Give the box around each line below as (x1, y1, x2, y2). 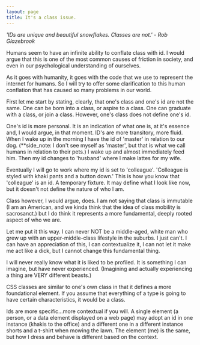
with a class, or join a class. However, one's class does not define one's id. (6, 111, 191, 118)
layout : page (6, 8, 39, 15)
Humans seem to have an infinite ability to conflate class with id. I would (6, 49, 184, 56)
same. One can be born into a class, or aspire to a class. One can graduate (6, 104, 191, 111)
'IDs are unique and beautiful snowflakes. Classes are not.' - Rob (6, 31, 168, 38)
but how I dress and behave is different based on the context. (6, 333, 159, 340)
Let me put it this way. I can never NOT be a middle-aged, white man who (6, 228, 188, 235)
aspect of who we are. (6, 216, 62, 223)
